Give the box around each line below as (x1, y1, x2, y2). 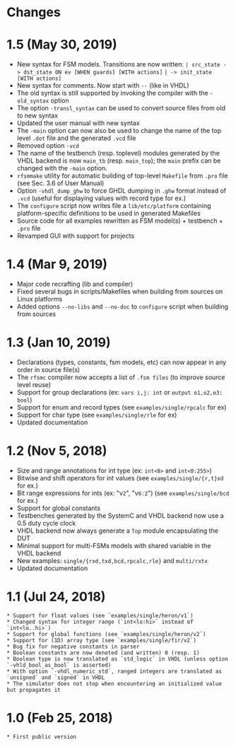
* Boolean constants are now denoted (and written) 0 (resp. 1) (6, 649, 200, 656)
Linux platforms (16, 295, 63, 303)
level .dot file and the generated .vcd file (16, 134, 136, 142)
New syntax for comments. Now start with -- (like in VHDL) (16, 81, 189, 90)
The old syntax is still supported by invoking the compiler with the (16, 89, 209, 98)
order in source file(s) (16, 366, 81, 373)
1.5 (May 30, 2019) (6, 37, 117, 53)
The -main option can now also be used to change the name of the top (16, 127, 222, 135)
